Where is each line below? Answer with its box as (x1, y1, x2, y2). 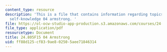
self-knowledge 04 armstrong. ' (9, 16, 77, 21)
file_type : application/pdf (5, 26, 64, 31)
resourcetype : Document (5, 30, 55, 35)
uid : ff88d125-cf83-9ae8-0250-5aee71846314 (5, 40, 97, 45)
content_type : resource (5, 7, 55, 12)
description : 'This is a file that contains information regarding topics (5, 12, 164, 17)
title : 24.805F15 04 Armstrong (5, 35, 70, 40)
